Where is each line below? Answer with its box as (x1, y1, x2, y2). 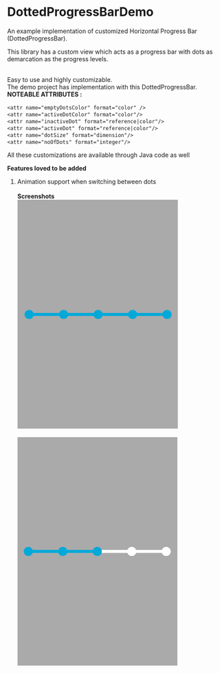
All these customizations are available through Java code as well (7, 151, 190, 159)
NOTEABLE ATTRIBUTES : (7, 90, 82, 98)
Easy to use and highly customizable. (7, 75, 113, 83)
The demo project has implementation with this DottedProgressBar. (7, 83, 197, 91)
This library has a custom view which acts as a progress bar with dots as (7, 47, 213, 56)
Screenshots (16, 192, 55, 200)
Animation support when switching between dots (16, 177, 157, 186)
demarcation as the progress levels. (7, 54, 109, 63)
